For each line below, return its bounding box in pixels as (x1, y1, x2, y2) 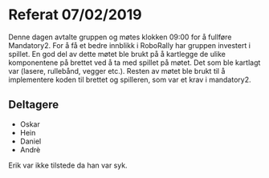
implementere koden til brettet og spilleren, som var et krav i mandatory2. (8, 75, 251, 84)
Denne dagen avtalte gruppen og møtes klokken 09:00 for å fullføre (8, 32, 232, 42)
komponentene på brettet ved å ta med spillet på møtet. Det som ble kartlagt (8, 58, 261, 67)
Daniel (19, 136, 42, 146)
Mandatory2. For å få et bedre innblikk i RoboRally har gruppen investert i (8, 40, 251, 50)
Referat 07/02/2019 (8, 6, 142, 24)
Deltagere (8, 98, 59, 111)
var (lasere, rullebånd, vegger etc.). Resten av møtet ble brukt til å (8, 66, 226, 75)
